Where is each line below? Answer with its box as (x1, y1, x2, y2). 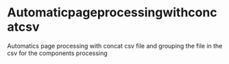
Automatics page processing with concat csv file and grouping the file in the (7, 42, 223, 50)
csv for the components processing (7, 49, 108, 57)
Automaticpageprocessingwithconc (7, 5, 217, 20)
